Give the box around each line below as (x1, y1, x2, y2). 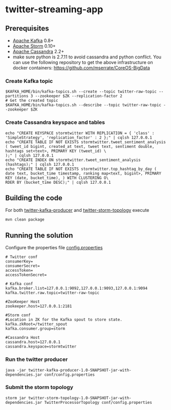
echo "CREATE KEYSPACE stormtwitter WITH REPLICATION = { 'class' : (5, 131, 155, 136)
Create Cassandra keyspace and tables (5, 119, 105, 126)
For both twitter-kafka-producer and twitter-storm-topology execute (5, 207, 149, 213)
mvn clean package (5, 217, 45, 222)
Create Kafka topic (5, 77, 53, 84)
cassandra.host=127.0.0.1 (5, 339, 60, 345)
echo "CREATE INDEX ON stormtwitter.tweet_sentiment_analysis (5, 157, 141, 162)
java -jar (5, 368, 27, 373)
